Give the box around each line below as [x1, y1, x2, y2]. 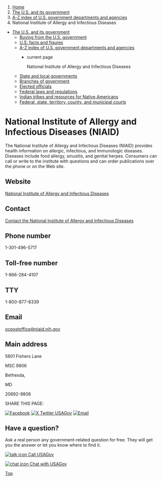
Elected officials [19, 84, 52, 89]
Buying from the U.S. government [19, 34, 87, 40]
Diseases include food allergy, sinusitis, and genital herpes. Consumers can [5, 153, 157, 159]
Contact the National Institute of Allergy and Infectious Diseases [5, 217, 134, 224]
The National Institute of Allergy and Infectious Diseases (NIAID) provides [5, 143, 153, 148]
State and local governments [19, 73, 78, 79]
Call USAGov [28, 452, 54, 458]
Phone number [5, 231, 51, 240]
